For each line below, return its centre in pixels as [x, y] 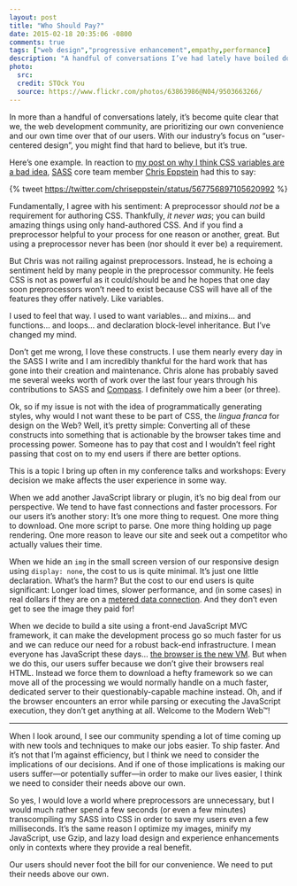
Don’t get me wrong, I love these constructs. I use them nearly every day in [146, 352]
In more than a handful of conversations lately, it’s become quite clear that [144, 117]
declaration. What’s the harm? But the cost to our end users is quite [132, 580]
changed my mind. [43, 334]
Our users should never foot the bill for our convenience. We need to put [141, 864]
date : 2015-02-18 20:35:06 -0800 [71, 34]
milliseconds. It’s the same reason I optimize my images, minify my [130, 828]
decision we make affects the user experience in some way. [118, 480]
